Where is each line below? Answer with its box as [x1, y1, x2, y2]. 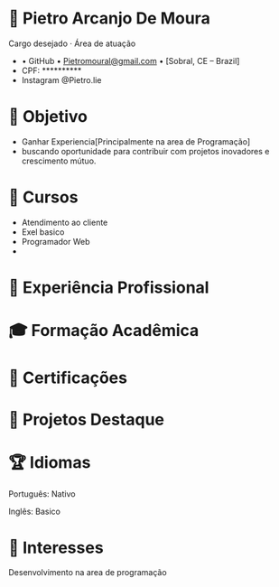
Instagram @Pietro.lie [21, 74, 102, 85]
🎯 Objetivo [8, 107, 88, 127]
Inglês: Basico [8, 506, 60, 517]
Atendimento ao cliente [21, 217, 108, 228]
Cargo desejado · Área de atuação [8, 38, 136, 49]
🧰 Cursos [8, 187, 79, 208]
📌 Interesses [8, 537, 105, 558]
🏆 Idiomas [8, 452, 91, 472]
